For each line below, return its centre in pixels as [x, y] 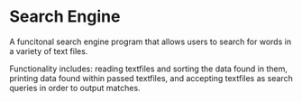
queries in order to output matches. [75, 88]
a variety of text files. [49, 51]
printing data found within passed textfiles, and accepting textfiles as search [151, 78]
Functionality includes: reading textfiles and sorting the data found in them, [149, 69]
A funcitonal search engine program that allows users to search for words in [150, 42]
